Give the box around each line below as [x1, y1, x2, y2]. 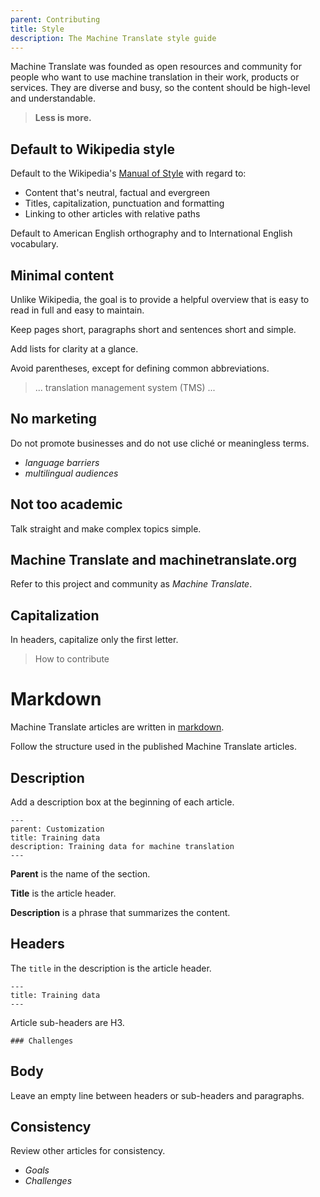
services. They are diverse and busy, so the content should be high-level [10, 82, 311, 94]
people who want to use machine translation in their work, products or [10, 71, 300, 83]
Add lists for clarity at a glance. [10, 343, 139, 355]
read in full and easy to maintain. [10, 304, 145, 316]
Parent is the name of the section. [10, 868, 151, 880]
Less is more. [34, 112, 92, 124]
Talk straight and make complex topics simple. [10, 522, 202, 535]
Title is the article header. [10, 887, 117, 899]
